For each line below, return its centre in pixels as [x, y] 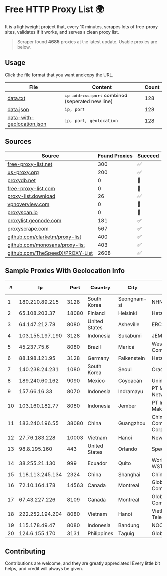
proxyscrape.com [28, 228]
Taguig [126, 534]
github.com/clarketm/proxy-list [44, 237]
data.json [18, 109]
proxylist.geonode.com [35, 220]
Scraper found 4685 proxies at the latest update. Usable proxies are [87, 42]
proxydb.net [22, 180]
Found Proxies [115, 156]
